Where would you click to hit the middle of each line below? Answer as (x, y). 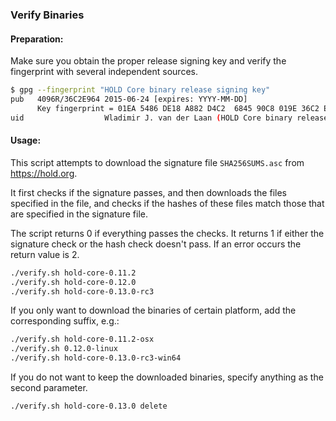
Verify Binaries (47, 15)
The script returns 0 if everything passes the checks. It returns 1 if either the (167, 233)
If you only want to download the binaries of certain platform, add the (153, 310)
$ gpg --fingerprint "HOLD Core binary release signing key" (140, 90)
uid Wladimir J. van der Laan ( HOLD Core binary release (169, 118)
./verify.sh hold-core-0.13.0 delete (89, 406)
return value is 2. (45, 254)
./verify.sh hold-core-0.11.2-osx (82, 339)
